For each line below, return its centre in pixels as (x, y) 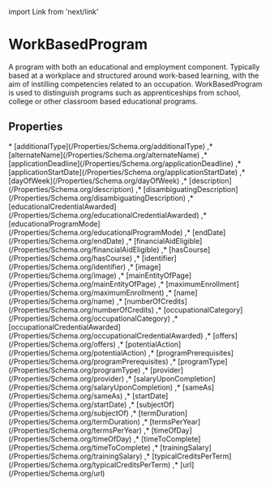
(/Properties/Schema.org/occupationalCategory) (90, 318)
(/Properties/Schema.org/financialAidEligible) (84, 249)
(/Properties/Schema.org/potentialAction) (78, 352)
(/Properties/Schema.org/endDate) (66, 241)
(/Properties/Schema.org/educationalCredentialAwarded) (104, 215)
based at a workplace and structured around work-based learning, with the (134, 75)
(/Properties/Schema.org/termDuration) (74, 421)
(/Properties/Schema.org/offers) (62, 344)
